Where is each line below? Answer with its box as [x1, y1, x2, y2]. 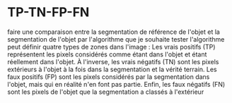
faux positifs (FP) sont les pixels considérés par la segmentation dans [7, 72, 210, 81]
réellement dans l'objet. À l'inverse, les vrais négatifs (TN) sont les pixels [7, 57, 219, 66]
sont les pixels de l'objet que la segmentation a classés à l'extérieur [7, 87, 204, 96]
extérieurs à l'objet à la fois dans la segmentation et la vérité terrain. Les [7, 65, 217, 73]
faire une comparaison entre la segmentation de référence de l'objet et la [7, 28, 221, 36]
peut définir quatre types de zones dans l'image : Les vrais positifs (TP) [7, 42, 216, 51]
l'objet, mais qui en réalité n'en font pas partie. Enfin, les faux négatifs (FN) [7, 80, 226, 88]
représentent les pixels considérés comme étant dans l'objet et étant [7, 50, 207, 59]
